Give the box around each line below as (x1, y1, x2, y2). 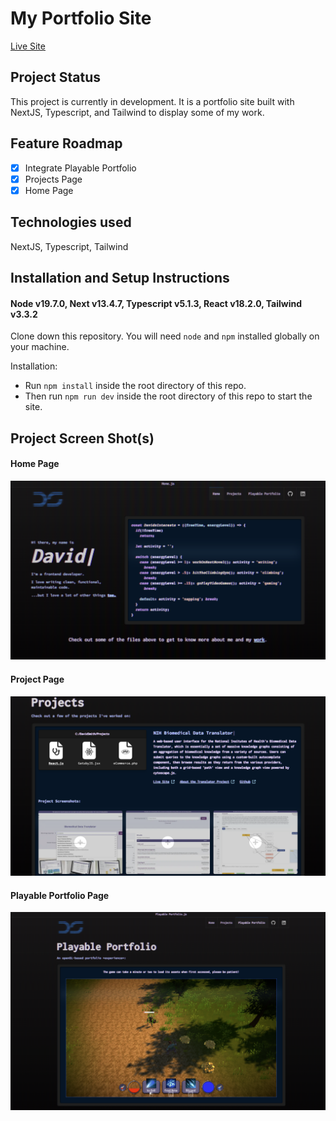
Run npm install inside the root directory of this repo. (24, 380, 247, 392)
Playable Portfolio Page (10, 889, 110, 901)
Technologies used (10, 214, 132, 231)
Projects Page (24, 173, 83, 185)
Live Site (10, 40, 46, 52)
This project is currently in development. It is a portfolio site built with (10, 95, 295, 107)
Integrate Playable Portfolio (24, 162, 137, 174)
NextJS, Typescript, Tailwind (10, 240, 129, 252)
